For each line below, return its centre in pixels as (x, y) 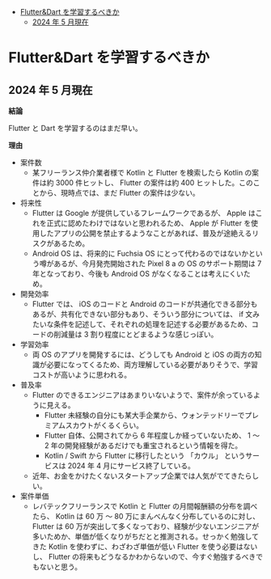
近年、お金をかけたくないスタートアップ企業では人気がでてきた (138, 476)
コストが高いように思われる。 (82, 375)
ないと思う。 (61, 567)
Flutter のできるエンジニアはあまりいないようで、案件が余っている (143, 395)
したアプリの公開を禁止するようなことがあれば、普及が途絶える (146, 233)
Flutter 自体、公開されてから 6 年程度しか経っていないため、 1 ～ (152, 435)
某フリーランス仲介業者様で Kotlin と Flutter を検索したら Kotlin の (142, 173)
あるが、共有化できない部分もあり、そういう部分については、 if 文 (142, 314)
